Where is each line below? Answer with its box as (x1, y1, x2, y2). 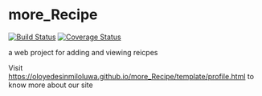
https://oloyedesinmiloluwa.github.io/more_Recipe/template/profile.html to (8, 71, 255, 81)
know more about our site (8, 80, 94, 90)
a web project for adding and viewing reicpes (8, 47, 158, 57)
